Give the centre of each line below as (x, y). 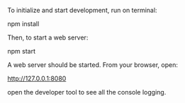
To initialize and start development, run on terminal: (82, 10)
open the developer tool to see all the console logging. (87, 92)
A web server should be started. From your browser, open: (93, 65)
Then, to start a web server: (48, 37)
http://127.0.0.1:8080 (37, 78)
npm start (22, 51)
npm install (23, 24)
